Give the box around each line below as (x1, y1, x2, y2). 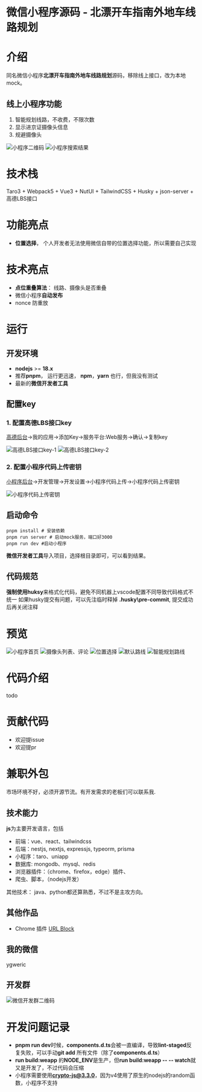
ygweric (6, 961, 27, 968)
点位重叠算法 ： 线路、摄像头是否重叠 (14, 284, 107, 291)
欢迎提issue (14, 736, 45, 744)
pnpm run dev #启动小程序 (6, 541, 67, 547)
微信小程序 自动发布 (14, 291, 63, 299)
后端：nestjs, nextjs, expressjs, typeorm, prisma (14, 845, 134, 853)
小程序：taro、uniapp (14, 853, 69, 860)
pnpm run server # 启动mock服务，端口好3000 (6, 534, 113, 540)
